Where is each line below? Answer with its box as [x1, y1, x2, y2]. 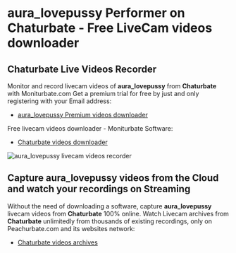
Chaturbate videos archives [17, 238, 99, 247]
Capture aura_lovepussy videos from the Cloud [7, 172, 219, 184]
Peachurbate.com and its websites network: [7, 224, 135, 233]
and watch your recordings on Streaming [7, 183, 191, 195]
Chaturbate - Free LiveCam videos [7, 20, 213, 36]
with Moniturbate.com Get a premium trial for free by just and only [7, 90, 199, 98]
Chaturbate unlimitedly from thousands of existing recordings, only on [7, 217, 213, 225]
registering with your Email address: [7, 97, 112, 105]
